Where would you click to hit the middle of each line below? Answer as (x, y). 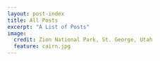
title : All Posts (33, 20)
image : (17, 33)
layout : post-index (36, 14)
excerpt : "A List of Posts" (49, 27)
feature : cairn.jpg (42, 46)
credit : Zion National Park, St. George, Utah (83, 40)
